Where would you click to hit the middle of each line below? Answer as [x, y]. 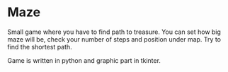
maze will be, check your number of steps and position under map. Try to [114, 39]
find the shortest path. [40, 47]
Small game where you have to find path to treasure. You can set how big [114, 32]
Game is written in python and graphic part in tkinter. [84, 60]
